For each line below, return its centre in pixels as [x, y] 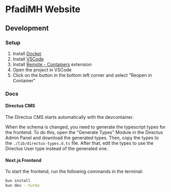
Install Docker [27, 53]
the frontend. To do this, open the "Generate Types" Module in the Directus [84, 132]
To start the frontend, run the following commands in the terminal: [74, 172]
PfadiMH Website [43, 9]
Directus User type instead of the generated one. [57, 149]
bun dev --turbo [22, 186]
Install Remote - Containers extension [52, 64]
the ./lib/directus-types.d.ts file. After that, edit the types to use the [79, 143]
